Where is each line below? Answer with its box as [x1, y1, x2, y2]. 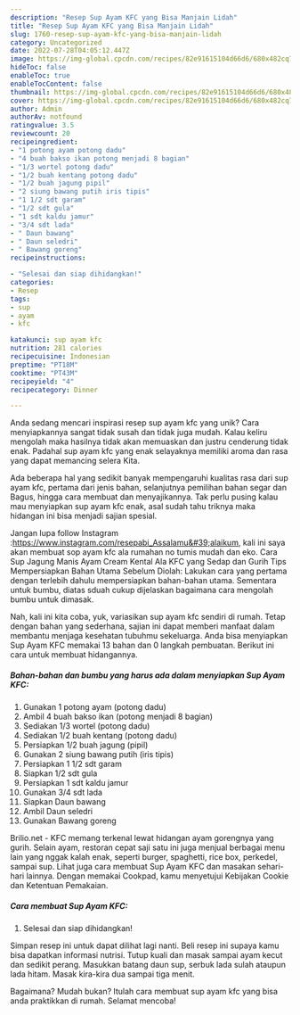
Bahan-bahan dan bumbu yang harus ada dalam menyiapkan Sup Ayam [10, 670, 286, 681]
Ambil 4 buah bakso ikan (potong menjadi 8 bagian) [22, 711, 213, 722]
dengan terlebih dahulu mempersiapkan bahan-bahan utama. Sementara [10, 575, 277, 586]
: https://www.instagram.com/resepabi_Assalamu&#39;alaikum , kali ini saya [10, 537, 286, 549]
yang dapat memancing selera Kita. [10, 456, 141, 466]
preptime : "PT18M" [10, 360, 78, 369]
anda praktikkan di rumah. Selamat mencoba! [10, 995, 176, 1006]
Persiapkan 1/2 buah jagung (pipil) [22, 739, 149, 750]
